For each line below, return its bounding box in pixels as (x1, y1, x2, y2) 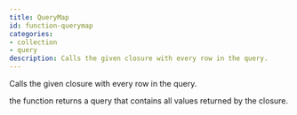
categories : (9, 29, 53, 38)
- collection (9, 37, 58, 47)
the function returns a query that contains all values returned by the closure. (9, 96, 289, 106)
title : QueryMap (9, 12, 69, 22)
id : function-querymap (9, 21, 93, 30)
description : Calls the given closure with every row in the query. (9, 54, 269, 63)
